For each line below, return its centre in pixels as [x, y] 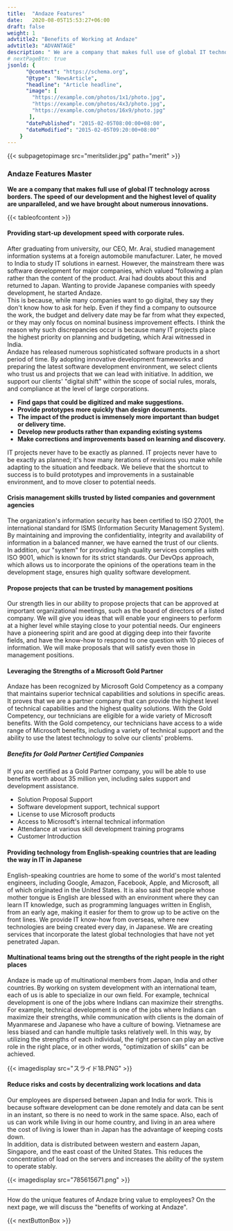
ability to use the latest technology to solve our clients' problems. [100, 738]
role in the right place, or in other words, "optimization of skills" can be [108, 1046]
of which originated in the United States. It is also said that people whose [111, 890]
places [17, 965]
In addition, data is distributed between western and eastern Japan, [104, 1144]
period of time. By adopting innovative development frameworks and [105, 359]
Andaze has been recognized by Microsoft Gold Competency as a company [115, 686]
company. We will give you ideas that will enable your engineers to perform [114, 618]
